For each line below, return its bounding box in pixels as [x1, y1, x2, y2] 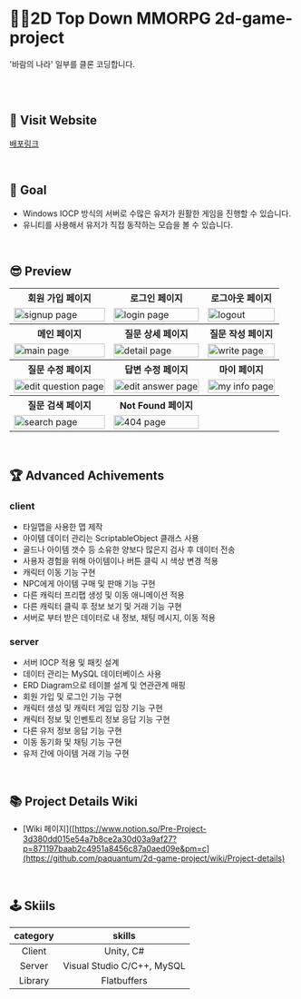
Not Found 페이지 [119, 400, 193, 412]
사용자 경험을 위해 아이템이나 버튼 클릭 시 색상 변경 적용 [22, 556, 219, 567]
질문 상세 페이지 [124, 328, 189, 341]
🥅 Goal [9, 183, 47, 198]
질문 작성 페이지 [209, 328, 274, 341]
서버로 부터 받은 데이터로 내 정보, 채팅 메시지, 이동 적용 [22, 612, 216, 623]
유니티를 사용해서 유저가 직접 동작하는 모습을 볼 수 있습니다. [22, 219, 234, 230]
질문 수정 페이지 [27, 363, 92, 376]
